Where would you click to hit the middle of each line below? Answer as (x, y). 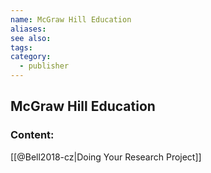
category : (31, 57)
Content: (32, 135)
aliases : (28, 29)
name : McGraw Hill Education (71, 19)
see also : (31, 38)
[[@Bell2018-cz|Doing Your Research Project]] (106, 157)
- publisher (44, 66)
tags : (21, 47)
